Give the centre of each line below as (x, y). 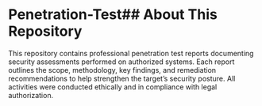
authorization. (31, 95)
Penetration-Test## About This (113, 15)
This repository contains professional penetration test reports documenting (131, 53)
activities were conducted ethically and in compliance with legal (113, 87)
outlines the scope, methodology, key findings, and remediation (112, 70)
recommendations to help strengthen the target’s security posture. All (122, 78)
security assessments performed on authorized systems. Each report (121, 62)
